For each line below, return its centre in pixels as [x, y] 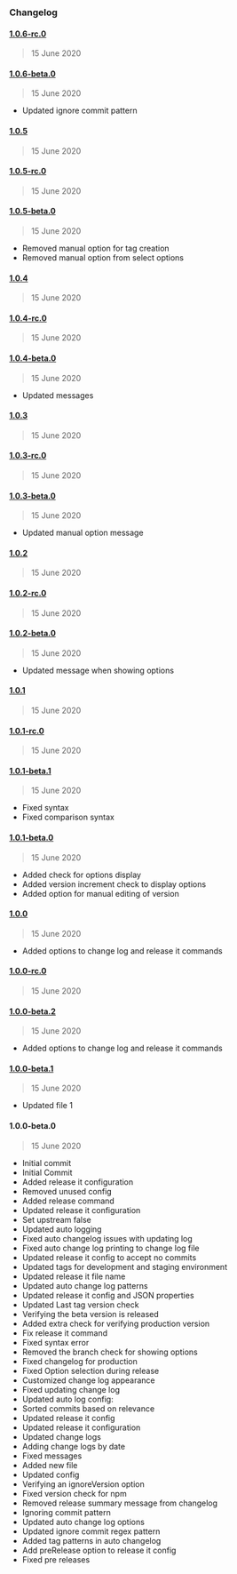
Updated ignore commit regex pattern [91, 1531]
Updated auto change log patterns [85, 1285]
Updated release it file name [74, 1276]
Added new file [50, 1465]
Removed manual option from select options [103, 257]
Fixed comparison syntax [68, 817]
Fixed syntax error [55, 1342]
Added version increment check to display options [114, 884]
